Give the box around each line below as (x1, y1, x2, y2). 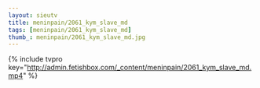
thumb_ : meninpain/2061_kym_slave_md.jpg (8, 33, 146, 41)
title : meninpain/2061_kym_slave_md (8, 19, 128, 26)
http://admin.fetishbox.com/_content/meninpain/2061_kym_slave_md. (27, 63, 252, 72)
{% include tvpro (8, 55, 63, 64)
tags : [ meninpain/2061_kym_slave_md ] (8, 26, 132, 33)
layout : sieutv (8, 11, 58, 19)
